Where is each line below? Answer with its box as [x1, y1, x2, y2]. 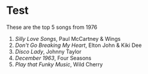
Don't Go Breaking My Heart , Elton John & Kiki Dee [14, 42, 142, 49]
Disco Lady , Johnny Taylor [14, 48, 82, 55]
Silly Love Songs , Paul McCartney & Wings [14, 35, 121, 42]
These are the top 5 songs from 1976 [6, 23, 97, 31]
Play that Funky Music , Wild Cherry [14, 61, 103, 68]
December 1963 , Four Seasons [14, 54, 91, 61]
